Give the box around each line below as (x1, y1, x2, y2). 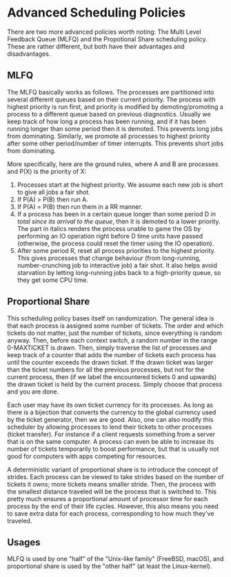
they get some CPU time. (17, 276, 88, 284)
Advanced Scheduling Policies (7, 5, 186, 21)
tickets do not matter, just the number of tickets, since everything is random (7, 329, 222, 337)
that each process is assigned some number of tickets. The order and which (7, 321, 224, 330)
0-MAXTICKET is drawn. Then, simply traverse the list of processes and (7, 343, 212, 352)
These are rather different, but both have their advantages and (7, 42, 185, 50)
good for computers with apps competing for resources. (7, 452, 167, 460)
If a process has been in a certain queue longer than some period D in (17, 210, 216, 218)
